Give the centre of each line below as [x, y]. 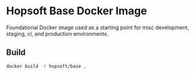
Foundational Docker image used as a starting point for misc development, [98, 27]
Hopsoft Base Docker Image [77, 11]
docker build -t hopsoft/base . [46, 66]
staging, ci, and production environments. [57, 33]
